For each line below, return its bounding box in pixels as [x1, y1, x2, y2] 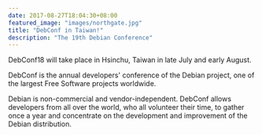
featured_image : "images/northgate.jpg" [8, 19, 143, 27]
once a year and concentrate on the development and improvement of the [8, 111, 248, 121]
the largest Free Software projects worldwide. [8, 79, 157, 88]
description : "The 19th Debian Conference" [8, 33, 153, 42]
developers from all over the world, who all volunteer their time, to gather [8, 103, 245, 112]
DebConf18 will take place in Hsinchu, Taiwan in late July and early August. [8, 55, 252, 65]
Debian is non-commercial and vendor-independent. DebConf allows [8, 94, 232, 103]
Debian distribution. [8, 119, 72, 129]
